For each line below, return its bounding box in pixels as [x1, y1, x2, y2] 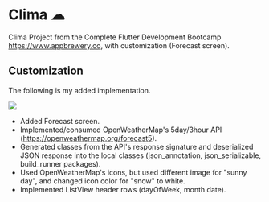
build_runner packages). [19, 159, 101, 168]
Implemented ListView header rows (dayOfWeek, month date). [19, 184, 226, 194]
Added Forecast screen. [19, 116, 100, 126]
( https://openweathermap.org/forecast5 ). [19, 133, 157, 142]
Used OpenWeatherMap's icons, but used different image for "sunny [19, 167, 247, 177]
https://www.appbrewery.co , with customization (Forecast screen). [8, 40, 230, 50]
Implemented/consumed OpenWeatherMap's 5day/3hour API [19, 125, 222, 134]
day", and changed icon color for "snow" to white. [19, 175, 186, 186]
